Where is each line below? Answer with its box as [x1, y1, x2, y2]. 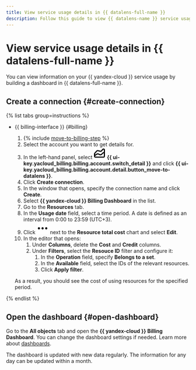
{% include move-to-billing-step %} [23, 135, 110, 142]
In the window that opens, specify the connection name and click [23, 185, 180, 192]
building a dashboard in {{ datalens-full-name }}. [6, 80, 124, 87]
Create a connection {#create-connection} [6, 97, 165, 107]
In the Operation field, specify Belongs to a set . [40, 253, 156, 261]
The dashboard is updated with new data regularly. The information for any [6, 351, 187, 358]
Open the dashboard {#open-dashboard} [6, 312, 159, 322]
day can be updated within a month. [6, 358, 93, 365]
